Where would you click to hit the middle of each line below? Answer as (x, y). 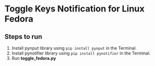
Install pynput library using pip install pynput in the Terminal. (74, 48)
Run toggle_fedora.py (34, 58)
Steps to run (23, 37)
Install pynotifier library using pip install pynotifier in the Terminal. (81, 53)
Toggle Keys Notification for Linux (75, 9)
